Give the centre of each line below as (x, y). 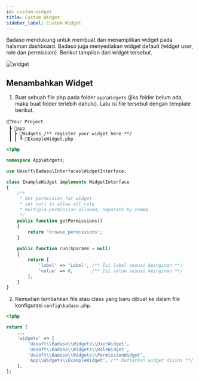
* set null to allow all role (57, 204)
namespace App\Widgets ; (36, 160)
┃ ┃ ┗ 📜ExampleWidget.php (41, 139)
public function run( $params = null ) (64, 249)
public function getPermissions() (60, 221)
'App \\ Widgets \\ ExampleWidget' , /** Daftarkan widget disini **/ (111, 361)
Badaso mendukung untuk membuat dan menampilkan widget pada (89, 40)
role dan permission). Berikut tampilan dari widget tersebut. (79, 53)
